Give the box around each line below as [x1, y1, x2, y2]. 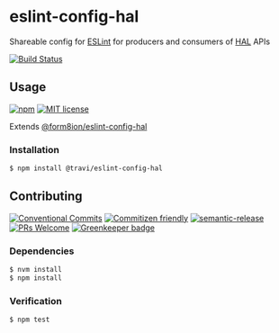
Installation [9, 143, 60, 156]
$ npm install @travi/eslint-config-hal [9, 164, 164, 173]
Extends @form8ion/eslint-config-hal [9, 121, 148, 131]
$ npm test [9, 315, 50, 325]
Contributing [9, 189, 83, 204]
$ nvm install [9, 265, 63, 274]
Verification [9, 294, 63, 307]
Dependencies [9, 245, 75, 257]
